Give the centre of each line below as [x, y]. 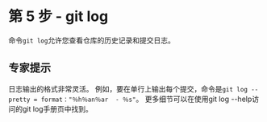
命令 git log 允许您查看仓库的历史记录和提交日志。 [92, 40]
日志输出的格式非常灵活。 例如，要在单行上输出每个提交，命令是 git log [128, 88]
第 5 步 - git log [58, 16]
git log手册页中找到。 [57, 108]
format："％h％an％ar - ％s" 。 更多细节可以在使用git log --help [146, 99]
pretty [19, 100]
